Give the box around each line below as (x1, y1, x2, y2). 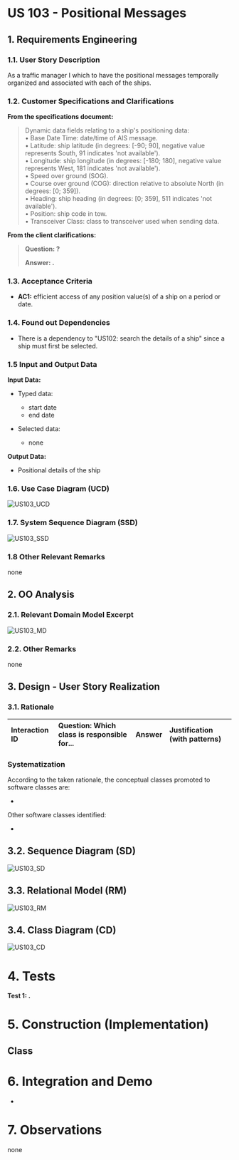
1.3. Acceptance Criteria (7, 276, 92, 286)
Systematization (7, 759, 65, 769)
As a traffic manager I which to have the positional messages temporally (7, 71, 219, 79)
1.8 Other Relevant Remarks (7, 551, 105, 561)
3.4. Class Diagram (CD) (7, 924, 117, 936)
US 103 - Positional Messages (7, 5, 187, 21)
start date (28, 403, 57, 412)
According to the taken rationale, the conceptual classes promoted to (7, 775, 211, 784)
